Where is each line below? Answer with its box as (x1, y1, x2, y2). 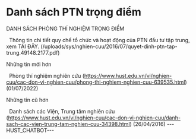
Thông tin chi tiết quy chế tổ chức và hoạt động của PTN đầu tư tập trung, (8, 36, 190, 43)
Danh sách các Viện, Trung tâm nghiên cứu (8, 108, 115, 115)
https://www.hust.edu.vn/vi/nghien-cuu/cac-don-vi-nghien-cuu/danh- (8, 114, 181, 121)
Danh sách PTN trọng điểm (6, 5, 141, 19)
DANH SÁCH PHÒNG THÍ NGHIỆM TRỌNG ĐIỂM (6, 25, 125, 32)
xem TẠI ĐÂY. (6, 43, 40, 50)
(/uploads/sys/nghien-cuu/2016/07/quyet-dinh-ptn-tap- (40, 43, 178, 50)
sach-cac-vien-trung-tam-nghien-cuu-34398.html (6, 120, 130, 127)
